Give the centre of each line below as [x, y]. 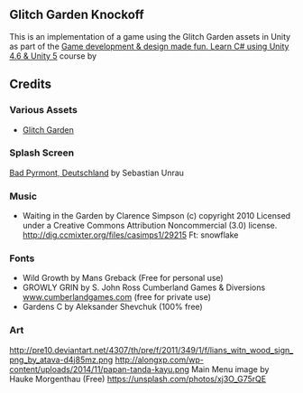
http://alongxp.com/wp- [160, 360]
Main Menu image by [230, 369]
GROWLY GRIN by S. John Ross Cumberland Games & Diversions [144, 287]
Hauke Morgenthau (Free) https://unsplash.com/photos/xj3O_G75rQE [138, 379]
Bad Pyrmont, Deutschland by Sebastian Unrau [97, 173]
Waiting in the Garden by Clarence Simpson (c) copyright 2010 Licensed [156, 216]
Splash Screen [42, 153]
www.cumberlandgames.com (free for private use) [117, 297]
